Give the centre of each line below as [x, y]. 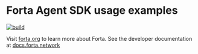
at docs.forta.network [33, 45]
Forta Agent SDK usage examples [92, 10]
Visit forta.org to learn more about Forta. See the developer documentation [99, 38]
